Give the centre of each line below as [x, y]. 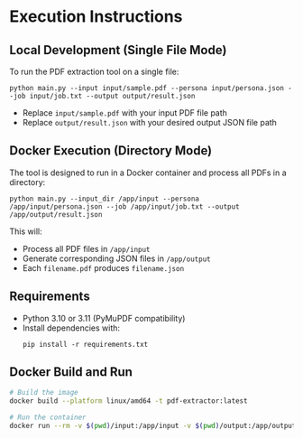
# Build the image [44, 393]
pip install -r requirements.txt [85, 344]
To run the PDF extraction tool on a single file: [94, 71]
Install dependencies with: [71, 328]
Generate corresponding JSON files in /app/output [116, 258]
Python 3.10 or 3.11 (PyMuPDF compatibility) [104, 318]
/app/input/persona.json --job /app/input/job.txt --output [125, 206]
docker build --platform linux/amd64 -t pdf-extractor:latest [129, 401]
